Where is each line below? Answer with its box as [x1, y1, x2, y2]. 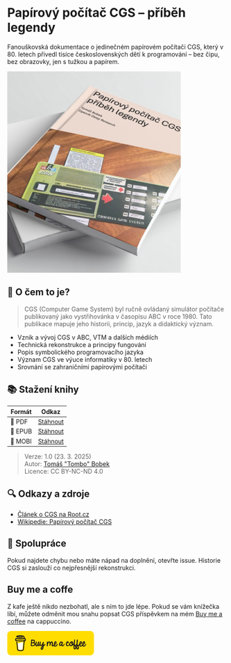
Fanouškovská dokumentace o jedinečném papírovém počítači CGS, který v [7, 42, 224, 51]
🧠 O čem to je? [7, 287, 71, 298]
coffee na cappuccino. [7, 617, 71, 625]
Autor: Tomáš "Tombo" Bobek [24, 460, 110, 468]
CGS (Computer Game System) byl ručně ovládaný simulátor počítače [24, 305, 224, 313]
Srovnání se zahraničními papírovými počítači [17, 362, 148, 371]
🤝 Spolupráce [7, 538, 67, 550]
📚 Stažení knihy [7, 383, 79, 395]
